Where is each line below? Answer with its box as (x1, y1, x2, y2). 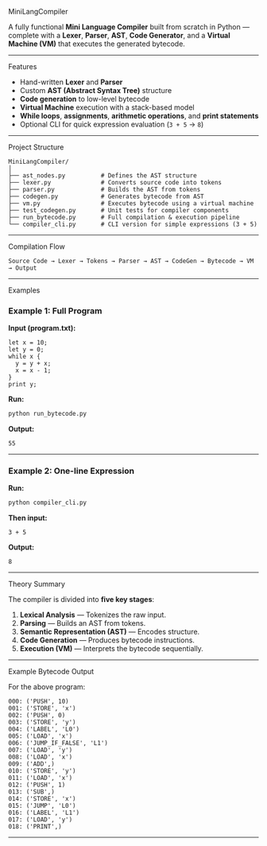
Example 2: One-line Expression (8, 465, 135, 476)
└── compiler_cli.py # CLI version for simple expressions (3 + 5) (8, 220, 258, 228)
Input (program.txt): (8, 324, 76, 333)
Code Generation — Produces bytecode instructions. (19, 635, 195, 645)
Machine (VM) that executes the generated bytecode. (8, 39, 185, 49)
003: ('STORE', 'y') (8, 719, 77, 727)
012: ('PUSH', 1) (8, 781, 66, 790)
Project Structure (8, 142, 64, 152)
